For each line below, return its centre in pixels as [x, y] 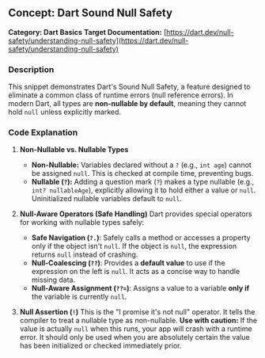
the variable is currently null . [79, 297]
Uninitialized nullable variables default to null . [106, 199]
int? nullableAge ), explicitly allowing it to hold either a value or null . [144, 190]
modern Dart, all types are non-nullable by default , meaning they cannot [127, 104]
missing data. [53, 280]
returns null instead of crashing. [85, 255]
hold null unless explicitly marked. [64, 112]
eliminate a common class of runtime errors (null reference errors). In [121, 95]
